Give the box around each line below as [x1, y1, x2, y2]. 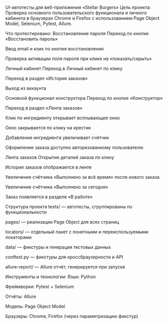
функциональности [5, 209, 47, 215]
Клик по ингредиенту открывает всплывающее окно [5, 115, 120, 121]
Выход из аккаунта [5, 85, 47, 91]
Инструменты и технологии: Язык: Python [5, 274, 96, 280]
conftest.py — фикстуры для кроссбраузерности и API [5, 254, 123, 260]
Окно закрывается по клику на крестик [5, 125, 91, 130]
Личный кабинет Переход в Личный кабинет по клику [5, 66, 123, 71]
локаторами [5, 234, 32, 240]
